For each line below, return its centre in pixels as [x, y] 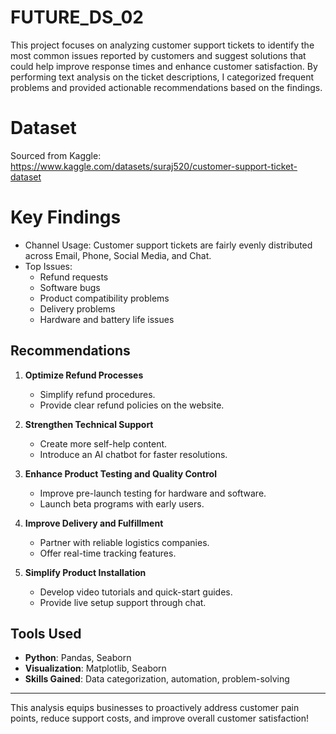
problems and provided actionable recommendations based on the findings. [166, 87]
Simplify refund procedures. [97, 394]
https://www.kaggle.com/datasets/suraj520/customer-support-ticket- [154, 166]
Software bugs [70, 287]
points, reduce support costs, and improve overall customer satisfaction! [160, 718]
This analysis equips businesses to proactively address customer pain [155, 708]
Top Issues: [48, 266]
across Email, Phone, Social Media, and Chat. [118, 255]
